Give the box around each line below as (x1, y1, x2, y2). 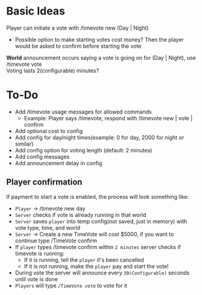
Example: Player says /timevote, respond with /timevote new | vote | (24, 114, 193, 122)
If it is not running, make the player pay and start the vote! (24, 262, 169, 270)
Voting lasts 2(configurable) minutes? (6, 66, 99, 74)
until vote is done (14, 275, 58, 282)
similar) (14, 140, 34, 147)
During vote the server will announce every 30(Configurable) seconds (14, 269, 190, 276)
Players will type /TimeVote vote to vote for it (14, 282, 128, 289)
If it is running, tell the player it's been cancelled (24, 256, 145, 264)
